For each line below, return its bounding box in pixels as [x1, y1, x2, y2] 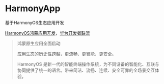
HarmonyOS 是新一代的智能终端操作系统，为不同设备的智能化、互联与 [17, 61, 160, 67]
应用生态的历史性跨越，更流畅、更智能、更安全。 [17, 51, 116, 57]
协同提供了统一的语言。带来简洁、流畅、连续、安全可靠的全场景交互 [17, 67, 155, 73]
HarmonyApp [5, 3, 60, 14]
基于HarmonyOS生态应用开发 [5, 20, 65, 25]
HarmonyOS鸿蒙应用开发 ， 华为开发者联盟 [5, 30, 90, 36]
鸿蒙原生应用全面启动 [17, 40, 60, 46]
